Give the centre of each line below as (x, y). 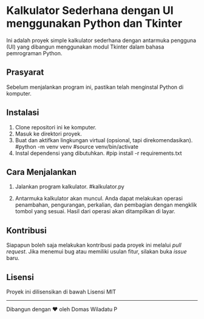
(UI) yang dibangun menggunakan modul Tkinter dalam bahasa (85, 47)
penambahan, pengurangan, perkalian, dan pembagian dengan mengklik (106, 205)
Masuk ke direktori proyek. (48, 134)
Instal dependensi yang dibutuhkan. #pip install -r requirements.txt (98, 153)
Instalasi (23, 113)
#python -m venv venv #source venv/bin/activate (76, 146)
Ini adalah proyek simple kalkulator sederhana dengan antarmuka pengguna (101, 40)
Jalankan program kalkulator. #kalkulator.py (70, 187)
